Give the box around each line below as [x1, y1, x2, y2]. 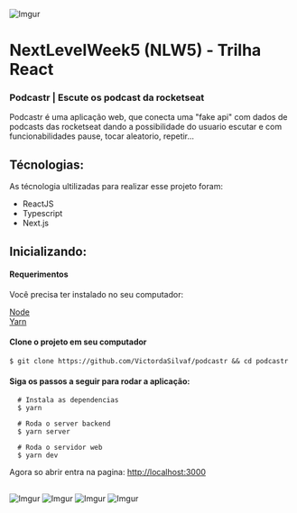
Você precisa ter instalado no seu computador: [9, 289, 183, 299]
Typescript [22, 208, 63, 219]
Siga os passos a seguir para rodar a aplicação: [9, 375, 190, 387]
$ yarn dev [17, 451, 59, 460]
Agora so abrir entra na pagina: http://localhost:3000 [9, 467, 206, 478]
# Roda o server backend [17, 419, 111, 428]
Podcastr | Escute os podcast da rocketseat [9, 91, 205, 104]
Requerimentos [9, 269, 70, 279]
